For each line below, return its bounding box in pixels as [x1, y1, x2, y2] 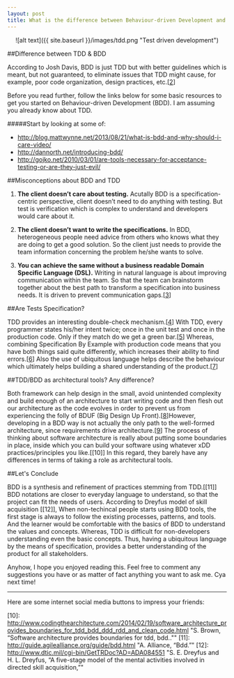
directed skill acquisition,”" [7, 663, 84, 671]
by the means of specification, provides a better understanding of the [7, 541, 207, 550]
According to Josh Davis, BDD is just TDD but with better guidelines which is [7, 63, 227, 71]
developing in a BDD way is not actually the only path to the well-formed [7, 419, 214, 427]
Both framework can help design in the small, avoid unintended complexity [7, 389, 221, 397]
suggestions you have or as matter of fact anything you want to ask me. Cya [7, 570, 226, 578]
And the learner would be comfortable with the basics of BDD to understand [7, 520, 226, 528]
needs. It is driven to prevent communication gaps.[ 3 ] [17, 291, 172, 299]
